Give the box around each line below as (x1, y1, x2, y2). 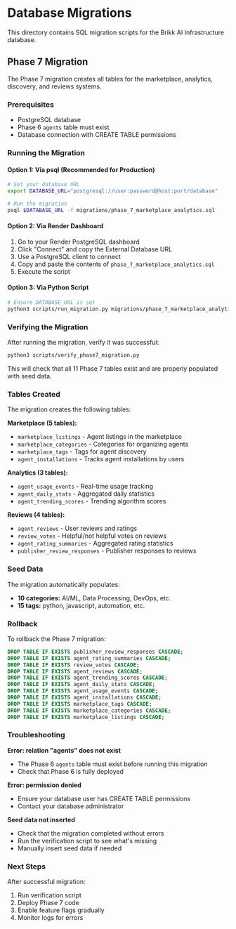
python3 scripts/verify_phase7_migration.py (7, 352, 140, 359)
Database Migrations (7, 5, 132, 21)
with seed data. (7, 372, 52, 380)
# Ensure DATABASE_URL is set (7, 299, 96, 306)
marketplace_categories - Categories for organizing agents (17, 440, 189, 449)
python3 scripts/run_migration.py (7, 305, 109, 312)
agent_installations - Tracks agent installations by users (17, 455, 185, 463)
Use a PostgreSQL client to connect (17, 252, 122, 261)
